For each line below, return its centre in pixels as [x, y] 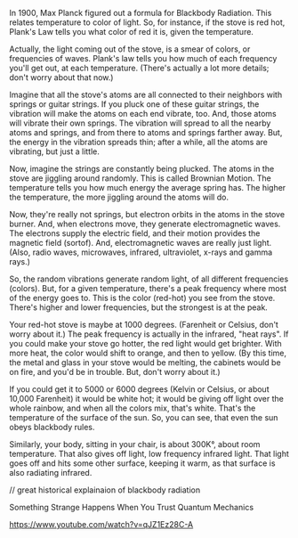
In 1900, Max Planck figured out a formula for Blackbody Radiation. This [141, 13]
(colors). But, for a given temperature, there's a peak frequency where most [148, 288]
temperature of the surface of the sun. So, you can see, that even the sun [144, 417]
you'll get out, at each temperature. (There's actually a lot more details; [139, 68]
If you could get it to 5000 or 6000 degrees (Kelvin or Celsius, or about [139, 389]
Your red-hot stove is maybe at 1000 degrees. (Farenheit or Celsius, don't [144, 325]
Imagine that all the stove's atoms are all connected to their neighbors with [146, 94]
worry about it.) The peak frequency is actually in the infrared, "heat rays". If [149, 334]
